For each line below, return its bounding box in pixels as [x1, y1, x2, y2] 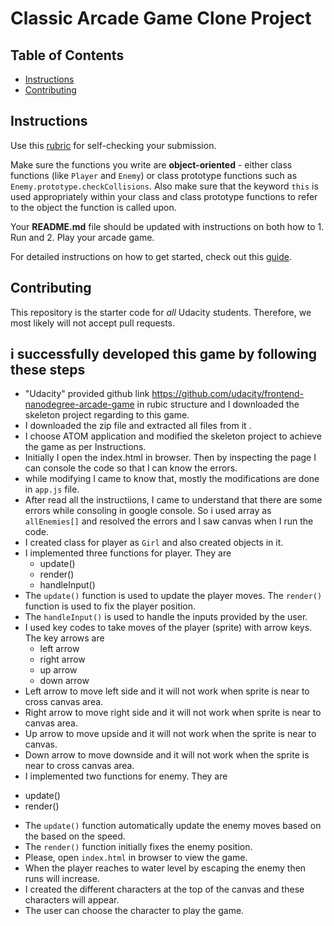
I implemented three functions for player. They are [24, 547, 232, 559]
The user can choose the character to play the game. [24, 905, 245, 917]
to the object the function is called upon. [10, 201, 177, 213]
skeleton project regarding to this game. [24, 409, 190, 421]
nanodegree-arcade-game [24, 398, 135, 411]
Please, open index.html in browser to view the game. [24, 852, 248, 864]
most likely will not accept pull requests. [10, 317, 176, 329]
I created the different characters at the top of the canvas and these [24, 883, 305, 896]
